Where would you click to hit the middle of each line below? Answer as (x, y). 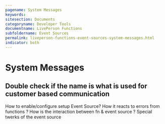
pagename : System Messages (34, 10)
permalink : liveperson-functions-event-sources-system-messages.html (80, 38)
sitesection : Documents (30, 19)
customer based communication (58, 94)
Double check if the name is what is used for (76, 86)
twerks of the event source (33, 117)
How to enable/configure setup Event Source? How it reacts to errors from (82, 106)
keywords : (16, 15)
